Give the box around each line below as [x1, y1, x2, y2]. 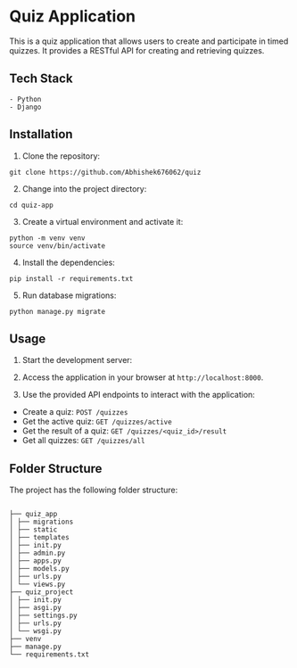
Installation [9, 127, 73, 142]
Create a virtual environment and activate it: [21, 216, 184, 227]
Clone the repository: [21, 150, 101, 161]
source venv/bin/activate [9, 241, 105, 251]
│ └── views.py [9, 580, 66, 590]
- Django [9, 103, 42, 111]
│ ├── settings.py [9, 611, 78, 621]
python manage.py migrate [9, 307, 105, 316]
